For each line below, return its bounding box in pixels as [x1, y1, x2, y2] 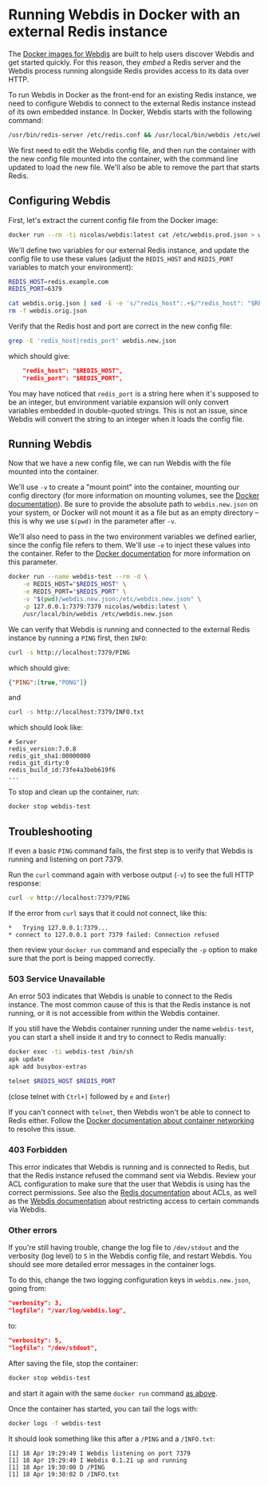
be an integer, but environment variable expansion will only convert [8, 397, 229, 407]
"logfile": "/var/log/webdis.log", [8, 1307, 127, 1315]
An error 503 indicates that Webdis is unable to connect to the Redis [8, 991, 233, 1001]
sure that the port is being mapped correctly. [8, 953, 156, 962]
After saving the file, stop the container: [8, 1358, 139, 1368]
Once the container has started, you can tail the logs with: [8, 1404, 199, 1413]
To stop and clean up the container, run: [8, 787, 140, 797]
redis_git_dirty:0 [8, 759, 69, 767]
